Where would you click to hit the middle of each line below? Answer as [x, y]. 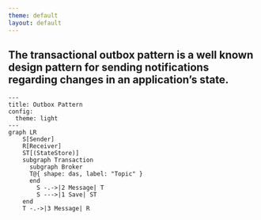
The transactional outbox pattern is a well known [131, 55]
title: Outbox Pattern [45, 105]
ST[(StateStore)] [51, 154]
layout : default [35, 23]
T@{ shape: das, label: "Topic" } [86, 174]
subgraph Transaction [58, 160]
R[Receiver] [42, 146]
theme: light [37, 119]
